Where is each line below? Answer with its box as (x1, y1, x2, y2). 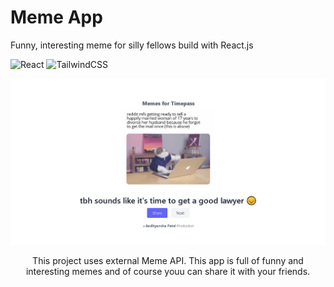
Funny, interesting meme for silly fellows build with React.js (10, 39, 254, 51)
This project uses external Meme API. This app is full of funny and (32, 255, 304, 267)
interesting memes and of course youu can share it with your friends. (25, 266, 311, 278)
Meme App (10, 6, 103, 29)
